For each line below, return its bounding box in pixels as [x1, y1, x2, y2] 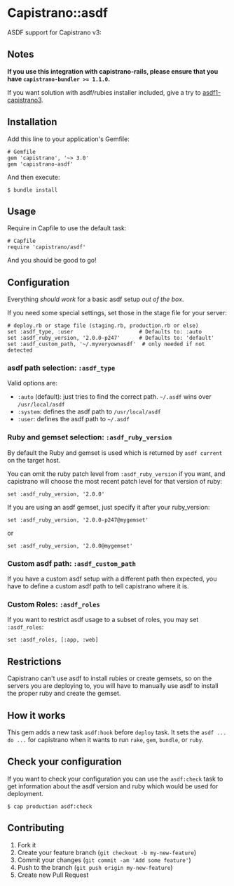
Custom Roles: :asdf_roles [7, 600, 100, 609]
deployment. [7, 789, 43, 798]
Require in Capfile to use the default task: [7, 224, 127, 232]
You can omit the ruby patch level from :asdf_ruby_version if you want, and [7, 469, 226, 478]
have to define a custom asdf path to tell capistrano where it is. [7, 582, 189, 590]
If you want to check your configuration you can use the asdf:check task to [7, 774, 223, 783]
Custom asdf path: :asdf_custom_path [7, 558, 137, 568]
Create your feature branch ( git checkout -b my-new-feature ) [17, 848, 197, 857]
